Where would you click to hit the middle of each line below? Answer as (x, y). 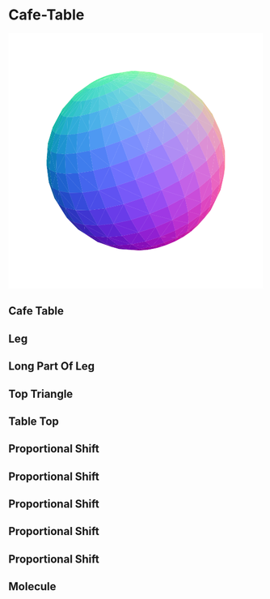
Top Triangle (41, 394)
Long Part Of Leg (52, 366)
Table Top (34, 421)
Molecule (32, 586)
